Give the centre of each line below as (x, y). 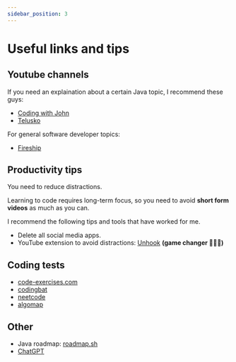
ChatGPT (31, 351)
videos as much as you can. (48, 208)
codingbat (33, 289)
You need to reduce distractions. (55, 187)
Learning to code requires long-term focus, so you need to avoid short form (118, 200)
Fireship (29, 147)
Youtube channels (48, 75)
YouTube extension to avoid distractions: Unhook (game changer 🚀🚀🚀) (120, 243)
